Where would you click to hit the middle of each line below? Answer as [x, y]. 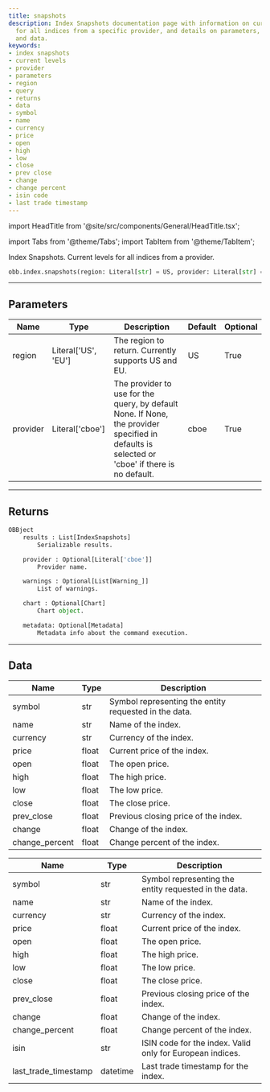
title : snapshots [37, 16]
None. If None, [141, 414]
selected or [135, 454]
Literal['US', [74, 351]
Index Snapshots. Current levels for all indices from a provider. [112, 257]
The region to [139, 340]
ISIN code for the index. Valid [196, 1043]
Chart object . [61, 611]
